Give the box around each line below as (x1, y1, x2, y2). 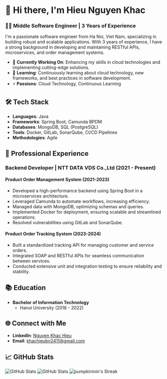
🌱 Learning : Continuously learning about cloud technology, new (12, 70, 144, 76)
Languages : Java (12, 113, 49, 119)
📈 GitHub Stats (5, 353, 54, 362)
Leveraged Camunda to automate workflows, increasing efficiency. (12, 198, 151, 204)
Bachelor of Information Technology (12, 299, 89, 305)
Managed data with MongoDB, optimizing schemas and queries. (12, 203, 145, 209)
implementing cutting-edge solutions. (12, 64, 90, 70)
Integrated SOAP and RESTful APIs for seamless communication (12, 253, 145, 259)
